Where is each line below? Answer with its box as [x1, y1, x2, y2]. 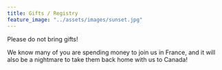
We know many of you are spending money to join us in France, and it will [7, 48, 216, 56]
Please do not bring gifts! [7, 35, 78, 43]
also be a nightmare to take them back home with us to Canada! [7, 55, 188, 63]
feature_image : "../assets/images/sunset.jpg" [7, 16, 143, 23]
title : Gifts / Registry [7, 10, 78, 17]
